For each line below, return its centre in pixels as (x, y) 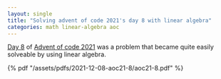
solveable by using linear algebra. (57, 54)
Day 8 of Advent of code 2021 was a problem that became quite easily (110, 47)
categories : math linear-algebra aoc (63, 27)
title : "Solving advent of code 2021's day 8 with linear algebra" (110, 20)
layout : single (30, 14)
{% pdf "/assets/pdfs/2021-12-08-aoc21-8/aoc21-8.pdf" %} (96, 68)
